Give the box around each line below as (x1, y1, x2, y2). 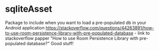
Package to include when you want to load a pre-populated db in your (5, 20, 146, 25)
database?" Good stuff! (26, 40, 74, 46)
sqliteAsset (5, 3, 53, 15)
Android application (5, 25, 45, 30)
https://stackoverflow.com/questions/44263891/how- (46, 25, 155, 30)
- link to (134, 30, 150, 36)
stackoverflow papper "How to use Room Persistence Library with (5, 35, 139, 41)
